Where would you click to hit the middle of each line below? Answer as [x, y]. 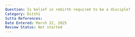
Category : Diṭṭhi [23, 14]
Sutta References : [24, 18]
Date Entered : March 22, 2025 [36, 23]
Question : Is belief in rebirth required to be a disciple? [68, 9]
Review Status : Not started [34, 27]
